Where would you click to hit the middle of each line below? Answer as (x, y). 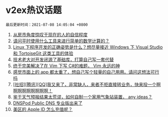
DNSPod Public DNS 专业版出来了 (48, 103)
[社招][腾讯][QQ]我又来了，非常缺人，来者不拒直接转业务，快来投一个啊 (87, 84)
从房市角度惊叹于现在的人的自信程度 (50, 34)
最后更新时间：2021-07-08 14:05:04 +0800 (47, 25)
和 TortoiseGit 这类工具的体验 (43, 53)
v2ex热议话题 (34, 10)
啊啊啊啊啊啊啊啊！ (33, 91)
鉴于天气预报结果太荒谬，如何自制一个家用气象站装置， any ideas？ (82, 97)
